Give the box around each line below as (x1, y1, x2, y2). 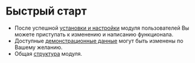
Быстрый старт (5, 4, 87, 18)
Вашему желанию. (14, 44, 63, 51)
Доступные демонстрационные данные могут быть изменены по (14, 37, 184, 44)
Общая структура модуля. (14, 50, 83, 57)
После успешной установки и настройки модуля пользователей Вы (14, 24, 190, 31)
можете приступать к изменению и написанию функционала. (14, 30, 174, 38)
